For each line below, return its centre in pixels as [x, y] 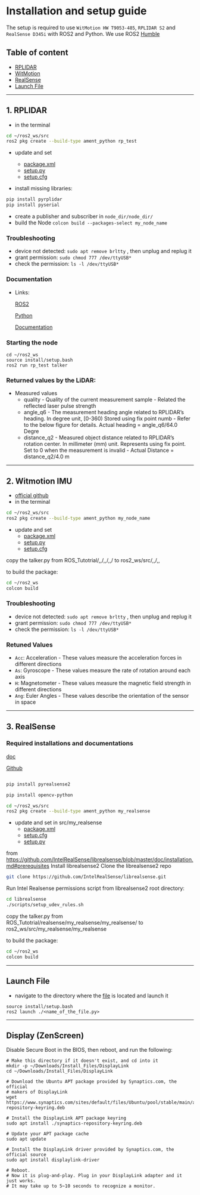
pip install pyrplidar [34, 199]
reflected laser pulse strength [60, 406]
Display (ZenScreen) [45, 1035]
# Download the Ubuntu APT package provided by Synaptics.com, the [92, 1082]
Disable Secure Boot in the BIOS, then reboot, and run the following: [89, 1050]
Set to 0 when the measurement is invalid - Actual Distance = [99, 450]
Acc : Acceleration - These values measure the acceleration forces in [98, 658]
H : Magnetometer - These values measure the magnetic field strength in [103, 683]
